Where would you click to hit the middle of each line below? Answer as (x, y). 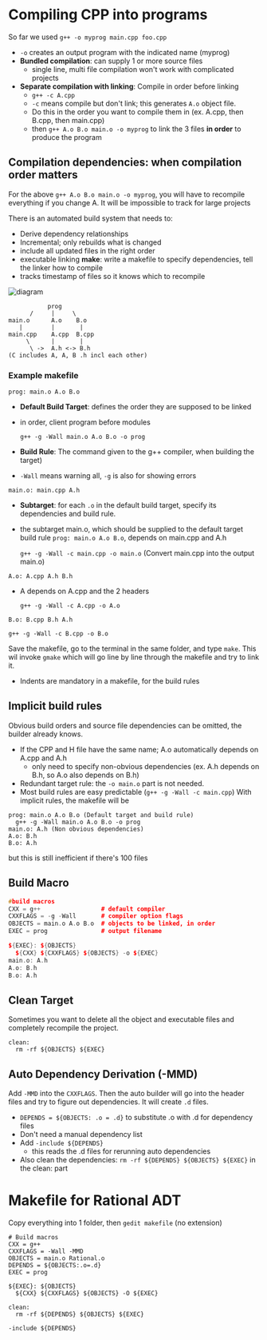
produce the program (67, 137)
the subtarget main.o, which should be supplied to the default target (132, 529)
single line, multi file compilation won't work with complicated (133, 69)
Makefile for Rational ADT (95, 1200)
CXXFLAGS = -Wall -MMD (46, 1251)
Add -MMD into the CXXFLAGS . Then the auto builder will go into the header (126, 1094)
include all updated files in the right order (87, 250)
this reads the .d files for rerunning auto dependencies (121, 1151)
